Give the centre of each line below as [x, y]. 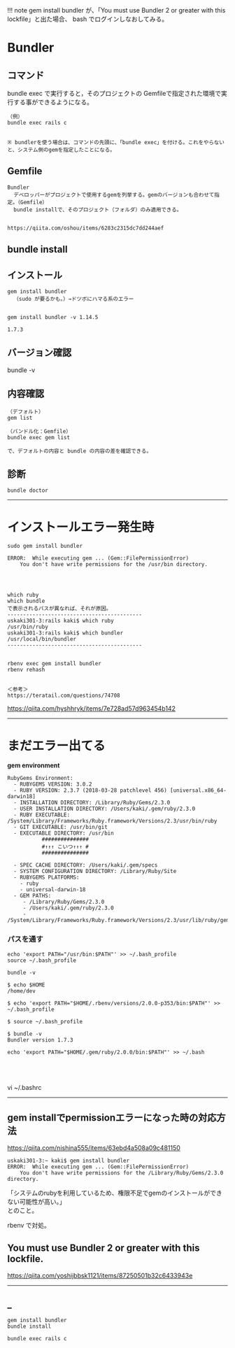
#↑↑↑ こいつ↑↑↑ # [65, 847]
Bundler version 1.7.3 [40, 1040]
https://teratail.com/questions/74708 [64, 696]
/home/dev [22, 991]
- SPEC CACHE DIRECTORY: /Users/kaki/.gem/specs [86, 865]
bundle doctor [28, 491]
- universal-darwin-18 [53, 890]
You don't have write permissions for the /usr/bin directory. [114, 565]
